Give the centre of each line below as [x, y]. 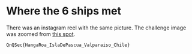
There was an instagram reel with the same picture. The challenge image [96, 28]
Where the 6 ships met [64, 11]
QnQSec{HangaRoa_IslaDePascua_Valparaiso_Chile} [68, 45]
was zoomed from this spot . [41, 34]
